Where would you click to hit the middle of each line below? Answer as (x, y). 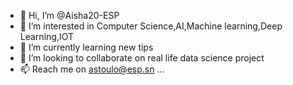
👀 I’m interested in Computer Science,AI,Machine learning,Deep (151, 26)
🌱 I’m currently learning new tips (86, 47)
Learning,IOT (46, 36)
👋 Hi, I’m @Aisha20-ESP (69, 15)
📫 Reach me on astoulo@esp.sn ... (92, 69)
